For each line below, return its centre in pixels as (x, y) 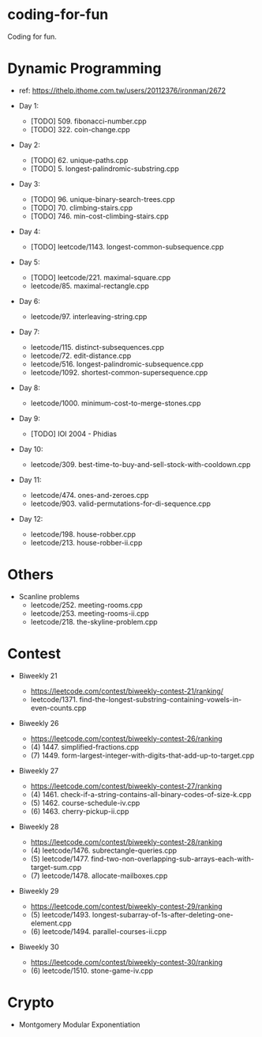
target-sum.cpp (56, 867)
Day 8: (30, 387)
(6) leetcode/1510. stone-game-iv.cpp (92, 971)
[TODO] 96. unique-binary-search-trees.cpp (103, 199)
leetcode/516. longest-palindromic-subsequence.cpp (117, 364)
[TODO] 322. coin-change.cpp (80, 129)
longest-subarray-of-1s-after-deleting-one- (163, 914)
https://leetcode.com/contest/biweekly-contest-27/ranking (126, 786)
